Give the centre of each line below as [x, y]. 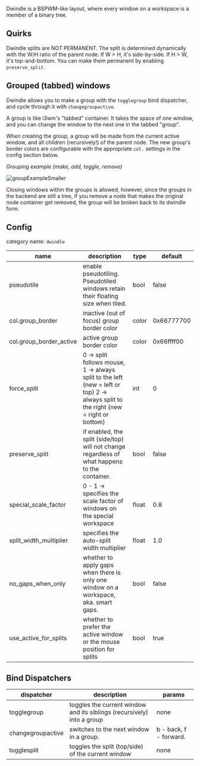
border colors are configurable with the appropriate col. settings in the [93, 148]
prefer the [97, 627]
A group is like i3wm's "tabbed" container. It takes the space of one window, [100, 118]
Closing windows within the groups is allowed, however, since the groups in [99, 190]
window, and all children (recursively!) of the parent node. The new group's [98, 142]
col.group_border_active [43, 342]
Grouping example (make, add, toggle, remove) [64, 166]
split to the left [103, 377]
